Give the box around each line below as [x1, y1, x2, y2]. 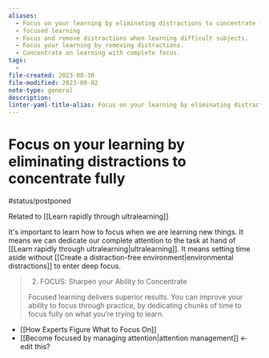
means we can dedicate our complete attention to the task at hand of [8, 235, 236, 245]
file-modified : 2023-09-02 [8, 78, 98, 86]
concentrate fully [8, 170, 126, 188]
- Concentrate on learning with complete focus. [15, 49, 181, 57]
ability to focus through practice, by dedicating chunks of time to [27, 301, 242, 311]
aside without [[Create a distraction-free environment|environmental [8, 253, 234, 263]
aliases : [8, 11, 38, 20]
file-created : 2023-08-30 [8, 71, 94, 79]
